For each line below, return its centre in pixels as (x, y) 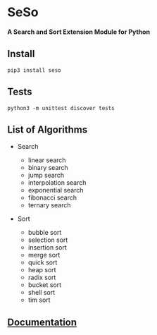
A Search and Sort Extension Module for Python (78, 32)
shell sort (41, 293)
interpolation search (57, 183)
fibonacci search (52, 197)
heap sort (42, 270)
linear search (47, 160)
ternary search (49, 205)
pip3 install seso (34, 70)
